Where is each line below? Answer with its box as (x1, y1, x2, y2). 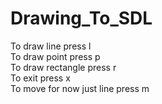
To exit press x (10, 72, 71, 84)
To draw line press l (10, 40, 92, 52)
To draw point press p (10, 50, 101, 62)
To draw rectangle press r (10, 61, 117, 73)
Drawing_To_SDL (10, 7, 153, 30)
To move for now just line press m (10, 82, 150, 94)
